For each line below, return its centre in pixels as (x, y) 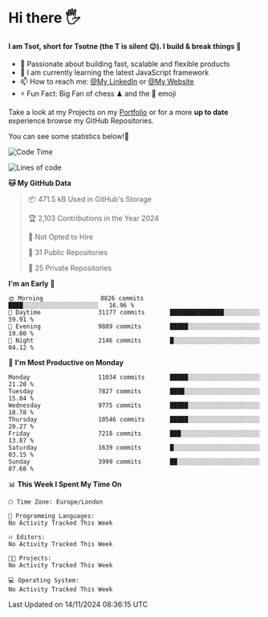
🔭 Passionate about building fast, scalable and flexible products (125, 64)
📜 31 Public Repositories (68, 253)
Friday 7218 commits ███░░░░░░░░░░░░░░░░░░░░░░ (134, 434)
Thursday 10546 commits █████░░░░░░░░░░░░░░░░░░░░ (134, 420)
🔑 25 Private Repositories (70, 268)
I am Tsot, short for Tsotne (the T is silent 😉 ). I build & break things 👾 (125, 46)
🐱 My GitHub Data (40, 183)
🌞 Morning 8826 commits (76, 298)
